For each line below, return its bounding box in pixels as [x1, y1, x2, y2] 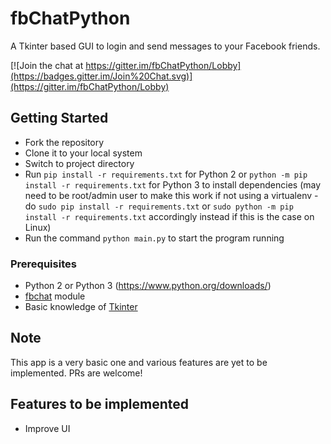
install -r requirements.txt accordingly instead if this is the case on [24, 210, 315, 222]
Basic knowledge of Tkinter [24, 301, 138, 313]
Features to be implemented [10, 396, 190, 413]
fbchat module [24, 290, 86, 302]
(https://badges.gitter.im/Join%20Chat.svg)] [10, 70, 193, 82]
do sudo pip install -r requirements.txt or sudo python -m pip [24, 200, 294, 212]
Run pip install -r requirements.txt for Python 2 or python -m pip [24, 168, 308, 180]
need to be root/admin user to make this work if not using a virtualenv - [24, 189, 319, 201]
